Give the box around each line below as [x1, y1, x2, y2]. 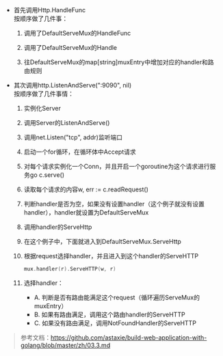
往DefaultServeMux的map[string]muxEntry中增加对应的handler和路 [23, 58, 214, 66]
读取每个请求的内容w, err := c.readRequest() [23, 185, 149, 193]
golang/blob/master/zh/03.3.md [20, 341, 111, 349]
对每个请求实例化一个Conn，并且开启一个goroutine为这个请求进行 [23, 163, 210, 170]
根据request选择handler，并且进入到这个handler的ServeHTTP [23, 252, 199, 260]
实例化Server [23, 105, 62, 112]
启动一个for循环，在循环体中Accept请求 [23, 148, 136, 156]
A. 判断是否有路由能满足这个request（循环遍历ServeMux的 [34, 293, 200, 301]
